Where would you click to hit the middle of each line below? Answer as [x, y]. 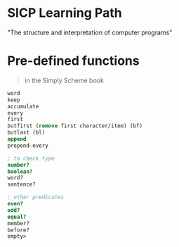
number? [19, 165]
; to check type [31, 158]
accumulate [23, 106]
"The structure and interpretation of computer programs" [90, 32]
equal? [17, 217]
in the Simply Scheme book [64, 80]
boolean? [20, 171]
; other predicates [36, 197]
